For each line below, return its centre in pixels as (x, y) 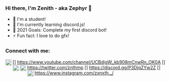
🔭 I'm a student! (29, 19)
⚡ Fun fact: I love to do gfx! (41, 36)
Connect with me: (28, 51)
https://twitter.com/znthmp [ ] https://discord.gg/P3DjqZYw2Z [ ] (94, 67)
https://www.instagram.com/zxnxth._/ (74, 73)
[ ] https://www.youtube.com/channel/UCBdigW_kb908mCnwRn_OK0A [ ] (89, 62)
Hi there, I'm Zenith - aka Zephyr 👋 (49, 8)
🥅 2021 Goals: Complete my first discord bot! (60, 30)
